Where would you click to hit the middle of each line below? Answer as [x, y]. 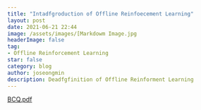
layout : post [26, 20]
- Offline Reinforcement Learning [58, 54]
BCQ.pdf [20, 99]
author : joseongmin [36, 73]
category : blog [30, 66]
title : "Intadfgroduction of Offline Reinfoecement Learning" [100, 14]
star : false [25, 60]
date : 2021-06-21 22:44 [42, 27]
